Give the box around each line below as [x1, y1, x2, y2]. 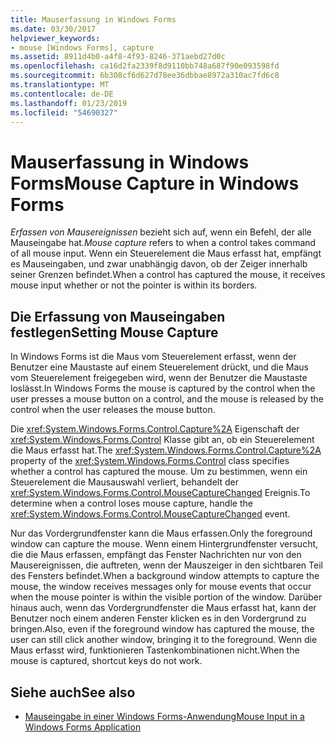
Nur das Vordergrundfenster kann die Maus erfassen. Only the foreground [10, 527, 313, 540]
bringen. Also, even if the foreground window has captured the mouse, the [10, 623, 315, 635]
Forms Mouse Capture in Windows [10, 172, 300, 195]
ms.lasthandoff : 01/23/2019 [10, 98, 128, 108]
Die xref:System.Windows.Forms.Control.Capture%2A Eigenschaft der [10, 423, 300, 435]
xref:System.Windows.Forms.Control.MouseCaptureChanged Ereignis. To [10, 487, 311, 499]
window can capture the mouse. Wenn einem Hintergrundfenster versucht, [10, 538, 319, 550]
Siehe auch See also [10, 684, 136, 701]
